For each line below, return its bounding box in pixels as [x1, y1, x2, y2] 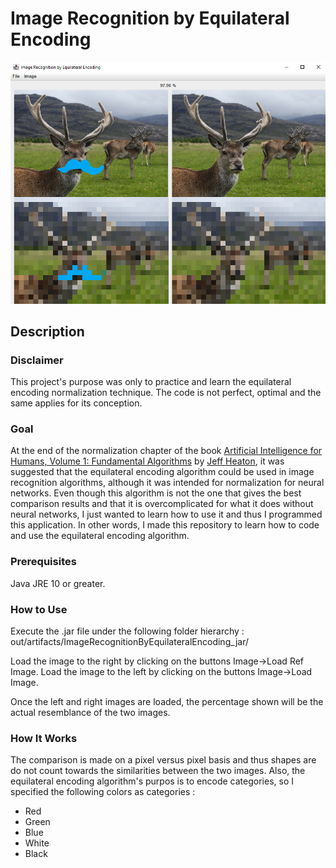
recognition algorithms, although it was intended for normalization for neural [10, 477, 325, 489]
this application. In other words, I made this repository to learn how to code [10, 519, 320, 531]
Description [10, 323, 85, 340]
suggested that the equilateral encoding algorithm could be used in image [10, 466, 315, 478]
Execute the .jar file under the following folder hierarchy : [10, 625, 245, 637]
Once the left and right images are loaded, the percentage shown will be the [10, 696, 324, 708]
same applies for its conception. [10, 397, 143, 409]
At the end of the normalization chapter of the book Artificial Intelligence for [10, 445, 323, 457]
